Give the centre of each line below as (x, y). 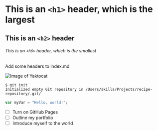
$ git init (16, 85)
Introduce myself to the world (43, 123)
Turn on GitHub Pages (35, 112)
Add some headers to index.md (37, 66)
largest (20, 20)
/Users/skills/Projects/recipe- (119, 89)
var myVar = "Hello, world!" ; (37, 102)
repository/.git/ (23, 94)
